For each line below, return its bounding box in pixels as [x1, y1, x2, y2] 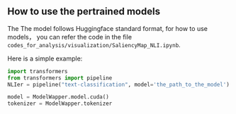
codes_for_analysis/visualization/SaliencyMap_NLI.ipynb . [7, 40, 181, 49]
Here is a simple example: [7, 54, 83, 63]
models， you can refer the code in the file [7, 32, 133, 41]
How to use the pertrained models [7, 6, 161, 18]
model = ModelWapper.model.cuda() [7, 94, 110, 101]
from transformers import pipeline [7, 74, 113, 82]
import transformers [7, 68, 69, 75]
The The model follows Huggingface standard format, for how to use [7, 24, 208, 32]
